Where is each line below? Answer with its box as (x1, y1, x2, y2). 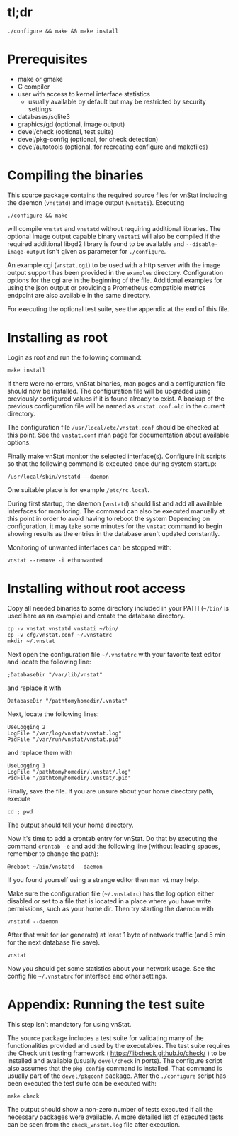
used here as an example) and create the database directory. (7, 611, 186, 620)
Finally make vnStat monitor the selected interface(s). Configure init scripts (7, 452, 227, 460)
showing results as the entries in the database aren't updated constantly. (7, 529, 220, 538)
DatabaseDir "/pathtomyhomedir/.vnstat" (7, 697, 129, 704)
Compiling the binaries (7, 167, 144, 184)
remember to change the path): (7, 849, 99, 858)
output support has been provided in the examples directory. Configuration (7, 268, 224, 277)
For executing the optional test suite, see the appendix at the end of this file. (7, 304, 229, 313)
